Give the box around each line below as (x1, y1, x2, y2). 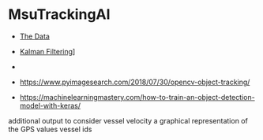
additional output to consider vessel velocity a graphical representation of (8, 116, 249, 125)
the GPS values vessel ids (8, 124, 92, 134)
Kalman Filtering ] (19, 46, 76, 56)
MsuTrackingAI (8, 6, 111, 24)
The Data (19, 31, 50, 41)
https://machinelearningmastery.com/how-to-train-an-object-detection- (19, 92, 255, 101)
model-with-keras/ (19, 101, 81, 110)
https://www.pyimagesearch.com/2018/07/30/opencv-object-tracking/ (19, 77, 250, 87)
